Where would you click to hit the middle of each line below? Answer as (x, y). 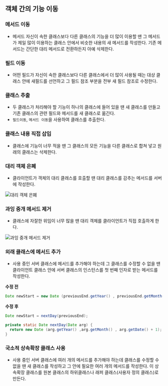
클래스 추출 (18, 95)
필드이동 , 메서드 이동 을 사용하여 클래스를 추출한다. (59, 119)
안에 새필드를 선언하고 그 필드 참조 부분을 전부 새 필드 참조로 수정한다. (90, 81)
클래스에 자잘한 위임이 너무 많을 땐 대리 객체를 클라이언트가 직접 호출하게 (83, 221)
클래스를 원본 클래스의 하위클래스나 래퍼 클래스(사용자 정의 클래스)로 (92, 372)
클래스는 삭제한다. (39, 152)
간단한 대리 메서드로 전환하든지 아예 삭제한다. (70, 48)
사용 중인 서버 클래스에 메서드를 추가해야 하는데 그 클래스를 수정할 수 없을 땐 (86, 263)
